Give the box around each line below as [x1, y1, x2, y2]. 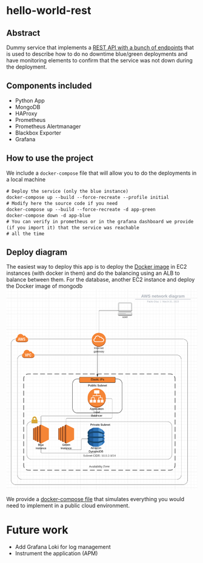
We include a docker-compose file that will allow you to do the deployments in [6, 169, 197, 177]
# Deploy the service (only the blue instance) [6, 188, 129, 194]
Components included [6, 81, 92, 91]
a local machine [6, 175, 46, 183]
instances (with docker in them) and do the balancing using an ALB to [6, 269, 180, 277]
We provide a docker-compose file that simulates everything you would [6, 495, 185, 502]
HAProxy [15, 110, 38, 117]
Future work [6, 523, 68, 537]
